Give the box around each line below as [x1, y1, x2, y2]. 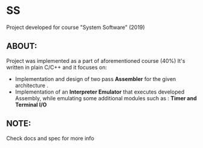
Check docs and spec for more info [6, 134, 95, 142]
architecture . [14, 82, 48, 89]
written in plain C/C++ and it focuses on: [6, 63, 108, 71]
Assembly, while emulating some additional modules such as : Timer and [14, 94, 198, 101]
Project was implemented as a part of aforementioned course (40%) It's [6, 57, 185, 64]
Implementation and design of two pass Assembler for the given [14, 75, 176, 82]
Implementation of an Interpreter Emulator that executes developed [14, 88, 185, 95]
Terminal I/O [14, 101, 47, 108]
